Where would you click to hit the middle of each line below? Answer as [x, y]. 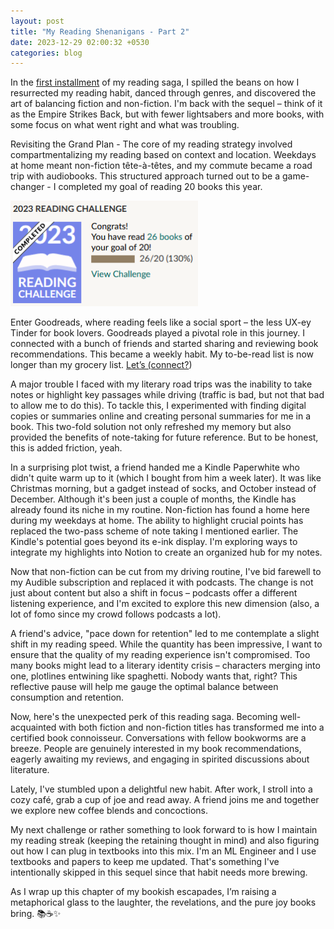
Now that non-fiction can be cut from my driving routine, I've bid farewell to [166, 572]
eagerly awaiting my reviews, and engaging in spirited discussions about [160, 759]
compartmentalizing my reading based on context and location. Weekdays [163, 155]
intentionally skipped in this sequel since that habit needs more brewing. [159, 872]
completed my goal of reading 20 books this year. [160, 187]
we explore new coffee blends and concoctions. [109, 811]
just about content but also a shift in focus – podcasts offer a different [154, 593]
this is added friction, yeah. [66, 448]
